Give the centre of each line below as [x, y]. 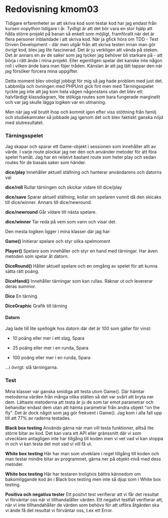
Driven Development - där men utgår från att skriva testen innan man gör [80, 44]
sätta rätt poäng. [22, 272]
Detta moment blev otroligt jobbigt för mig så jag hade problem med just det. [84, 81]
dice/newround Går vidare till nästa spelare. [51, 212]
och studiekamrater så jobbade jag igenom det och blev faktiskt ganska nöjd [84, 117]
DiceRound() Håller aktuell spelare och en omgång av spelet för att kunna [81, 266]
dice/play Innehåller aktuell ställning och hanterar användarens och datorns [83, 172]
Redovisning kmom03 [52, 9]
